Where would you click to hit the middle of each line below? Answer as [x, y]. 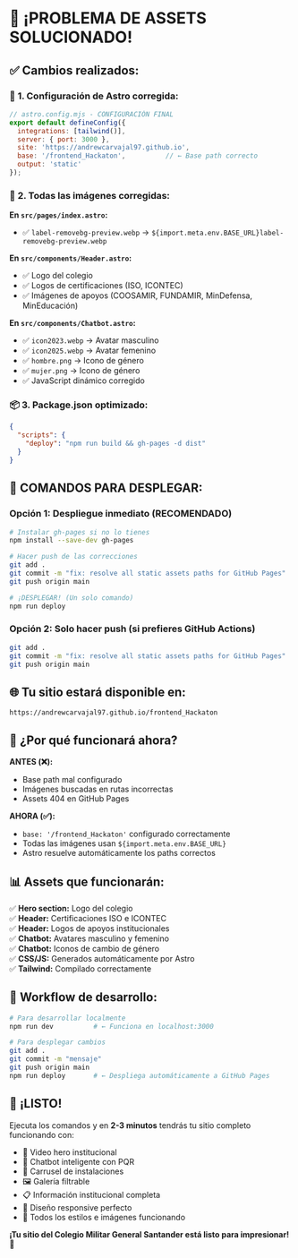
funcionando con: [42, 1134]
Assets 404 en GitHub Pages [76, 799]
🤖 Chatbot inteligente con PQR [78, 1161]
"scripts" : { [42, 435]
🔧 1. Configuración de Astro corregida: [94, 96]
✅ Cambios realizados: [74, 70]
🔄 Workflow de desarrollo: [84, 997]
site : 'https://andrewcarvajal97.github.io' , [104, 148]
